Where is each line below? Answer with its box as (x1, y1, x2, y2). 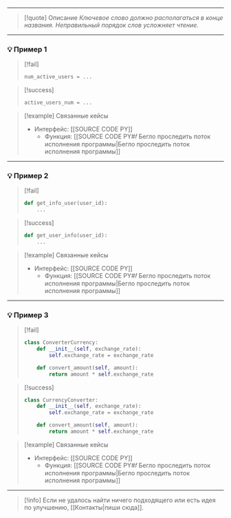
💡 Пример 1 (7, 44, 47, 54)
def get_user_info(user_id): (23, 232, 108, 239)
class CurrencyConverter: (23, 396, 98, 403)
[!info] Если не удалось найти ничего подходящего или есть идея (23, 496, 216, 504)
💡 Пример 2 (7, 171, 49, 180)
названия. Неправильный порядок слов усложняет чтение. (23, 21, 199, 29)
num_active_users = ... (23, 74, 93, 80)
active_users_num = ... (23, 99, 93, 107)
